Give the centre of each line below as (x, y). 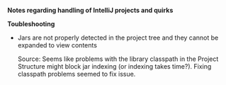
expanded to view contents (57, 45)
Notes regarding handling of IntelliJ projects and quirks (90, 10)
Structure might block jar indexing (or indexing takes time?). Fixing (114, 66)
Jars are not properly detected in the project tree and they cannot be (118, 38)
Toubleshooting (31, 24)
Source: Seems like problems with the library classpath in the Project (118, 59)
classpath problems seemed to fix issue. (77, 74)
